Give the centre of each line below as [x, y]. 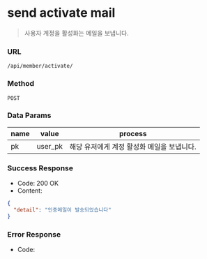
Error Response [34, 234]
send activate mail [61, 13]
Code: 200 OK [38, 184]
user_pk [50, 146]
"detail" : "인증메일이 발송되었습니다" [62, 210]
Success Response [40, 168]
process [133, 133]
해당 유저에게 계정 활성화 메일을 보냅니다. [133, 147]
